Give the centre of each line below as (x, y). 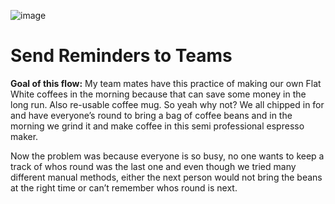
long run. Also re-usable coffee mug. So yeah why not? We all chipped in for (167, 104)
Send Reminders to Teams (121, 56)
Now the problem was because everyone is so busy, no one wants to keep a (167, 156)
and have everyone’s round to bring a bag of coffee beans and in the (151, 115)
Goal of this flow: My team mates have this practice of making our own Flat (166, 83)
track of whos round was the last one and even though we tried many (153, 166)
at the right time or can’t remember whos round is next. (124, 187)
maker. (24, 136)
